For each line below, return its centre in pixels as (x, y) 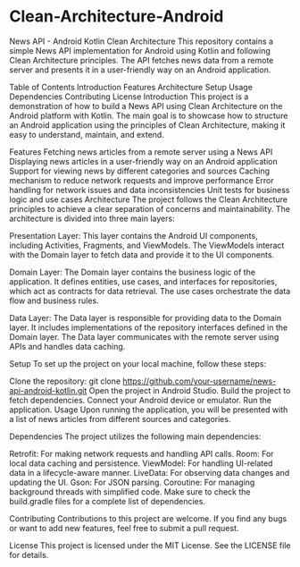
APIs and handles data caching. (67, 346)
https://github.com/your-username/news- (200, 381)
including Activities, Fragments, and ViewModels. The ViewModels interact (147, 245)
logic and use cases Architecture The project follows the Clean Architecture (149, 199)
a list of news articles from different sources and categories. (120, 419)
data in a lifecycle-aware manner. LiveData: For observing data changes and (150, 472)
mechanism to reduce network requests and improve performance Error (142, 180)
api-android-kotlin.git (48, 390)
